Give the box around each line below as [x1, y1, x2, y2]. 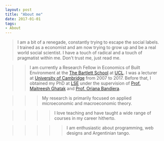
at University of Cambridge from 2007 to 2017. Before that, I [29, 75, 152, 81]
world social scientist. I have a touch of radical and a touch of [17, 50, 143, 56]
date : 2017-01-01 [5, 16, 41, 21]
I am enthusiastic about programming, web [66, 125, 154, 131]
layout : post [5, 7, 32, 12]
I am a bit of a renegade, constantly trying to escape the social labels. [17, 39, 159, 45]
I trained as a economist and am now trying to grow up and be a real [17, 45, 157, 50]
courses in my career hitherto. [54, 115, 116, 121]
